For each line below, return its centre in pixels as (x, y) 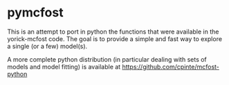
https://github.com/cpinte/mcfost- (171, 66)
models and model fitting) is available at (64, 66)
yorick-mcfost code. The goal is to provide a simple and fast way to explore (115, 38)
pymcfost (35, 13)
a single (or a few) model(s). (47, 46)
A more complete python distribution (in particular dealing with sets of (107, 59)
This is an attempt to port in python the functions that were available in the (113, 32)
